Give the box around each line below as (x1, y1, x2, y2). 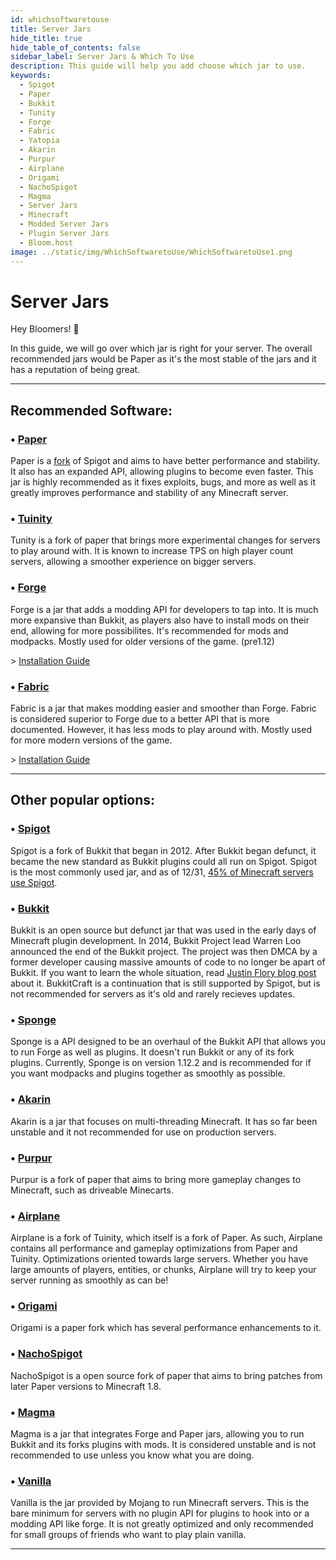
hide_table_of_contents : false (10, 42, 141, 53)
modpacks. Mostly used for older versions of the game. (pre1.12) (10, 635, 275, 647)
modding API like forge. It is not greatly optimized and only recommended (10, 1518, 314, 1530)
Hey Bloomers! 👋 (10, 323, 80, 335)
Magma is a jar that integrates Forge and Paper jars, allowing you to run (10, 1428, 305, 1440)
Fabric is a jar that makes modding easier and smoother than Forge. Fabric (10, 702, 317, 715)
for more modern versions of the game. (10, 734, 173, 746)
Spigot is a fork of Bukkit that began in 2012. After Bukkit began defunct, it (10, 844, 317, 856)
